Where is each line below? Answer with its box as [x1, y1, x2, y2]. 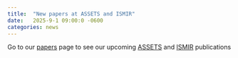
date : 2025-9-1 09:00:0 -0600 [7, 17, 103, 24]
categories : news [7, 23, 59, 30]
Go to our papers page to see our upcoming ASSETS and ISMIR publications [7, 43, 232, 52]
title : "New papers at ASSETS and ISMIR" [7, 10, 135, 18]
